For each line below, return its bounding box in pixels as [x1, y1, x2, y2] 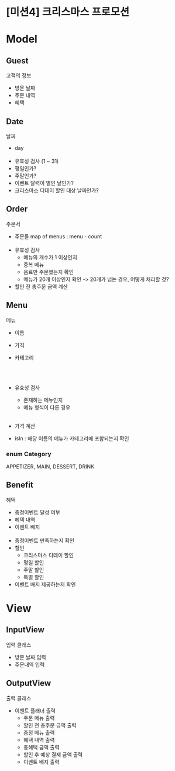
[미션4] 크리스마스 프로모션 [6, 5, 130, 19]
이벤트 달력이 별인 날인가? [14, 180, 74, 186]
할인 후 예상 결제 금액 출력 [23, 751, 83, 758]
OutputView [6, 679, 52, 688]
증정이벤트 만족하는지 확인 [14, 537, 75, 544]
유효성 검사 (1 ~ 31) [14, 157, 59, 165]
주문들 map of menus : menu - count [14, 232, 102, 240]
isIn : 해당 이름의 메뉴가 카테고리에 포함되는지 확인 [14, 434, 129, 442]
